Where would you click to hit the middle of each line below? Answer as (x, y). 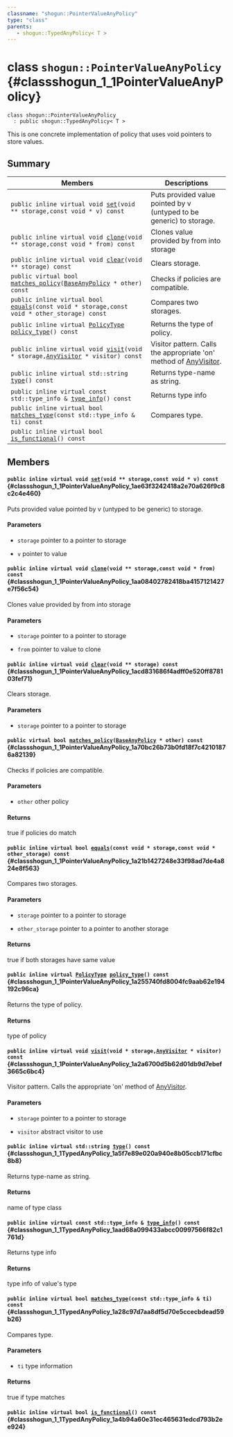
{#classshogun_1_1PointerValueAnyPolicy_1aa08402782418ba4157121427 (116, 582)
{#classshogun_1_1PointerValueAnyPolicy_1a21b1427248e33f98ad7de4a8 (116, 861)
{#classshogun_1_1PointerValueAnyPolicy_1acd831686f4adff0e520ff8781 (115, 671)
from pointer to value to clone (59, 649)
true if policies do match (42, 833)
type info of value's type (42, 1284)
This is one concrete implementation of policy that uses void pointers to (110, 134)
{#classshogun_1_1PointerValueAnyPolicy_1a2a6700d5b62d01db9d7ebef (115, 1064)
